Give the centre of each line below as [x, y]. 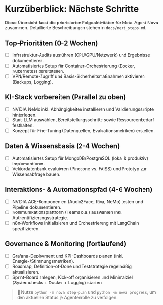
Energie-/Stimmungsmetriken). [43, 261]
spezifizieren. [26, 228]
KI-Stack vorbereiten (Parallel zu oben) [66, 97]
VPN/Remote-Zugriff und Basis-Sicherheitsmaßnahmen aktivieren [78, 76]
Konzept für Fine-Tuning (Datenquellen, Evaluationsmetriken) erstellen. [83, 130]
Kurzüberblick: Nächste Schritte [72, 9]
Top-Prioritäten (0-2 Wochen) [51, 43]
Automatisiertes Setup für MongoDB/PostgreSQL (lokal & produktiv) [80, 158]
